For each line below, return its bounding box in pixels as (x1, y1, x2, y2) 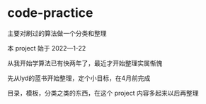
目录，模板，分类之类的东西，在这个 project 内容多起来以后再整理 (7, 89, 200, 97)
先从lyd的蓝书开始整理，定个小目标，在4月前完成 (7, 74, 151, 82)
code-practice (7, 5, 93, 21)
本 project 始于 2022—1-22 (7, 44, 86, 52)
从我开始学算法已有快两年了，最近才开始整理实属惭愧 (7, 58, 163, 67)
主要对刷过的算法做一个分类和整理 (7, 29, 107, 37)
